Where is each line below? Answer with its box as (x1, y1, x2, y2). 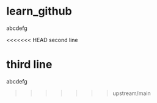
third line (6, 58, 53, 71)
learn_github (6, 4, 72, 18)
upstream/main (112, 90, 151, 97)
